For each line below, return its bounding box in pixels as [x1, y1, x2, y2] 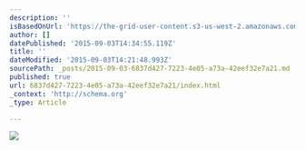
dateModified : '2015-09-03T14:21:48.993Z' [9, 55, 172, 65]
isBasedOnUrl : [9, 22, 64, 31]
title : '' [9, 47, 47, 56]
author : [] [9, 30, 51, 39]
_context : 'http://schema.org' [9, 89, 128, 98]
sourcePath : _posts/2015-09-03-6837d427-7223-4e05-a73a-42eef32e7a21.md [9, 65, 290, 74]
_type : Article [9, 97, 67, 107]
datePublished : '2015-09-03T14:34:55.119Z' [9, 38, 177, 48]
